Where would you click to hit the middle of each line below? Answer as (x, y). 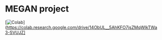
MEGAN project (37, 9)
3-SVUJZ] (15, 32)
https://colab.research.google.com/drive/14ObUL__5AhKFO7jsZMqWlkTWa (82, 27)
